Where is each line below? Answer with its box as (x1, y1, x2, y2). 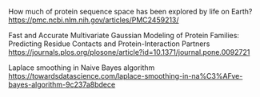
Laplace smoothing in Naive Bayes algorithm (8, 63, 155, 72)
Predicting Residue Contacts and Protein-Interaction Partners (8, 39, 210, 48)
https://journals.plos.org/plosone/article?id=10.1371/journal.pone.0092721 (8, 48, 250, 56)
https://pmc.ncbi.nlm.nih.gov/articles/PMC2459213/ (8, 15, 179, 25)
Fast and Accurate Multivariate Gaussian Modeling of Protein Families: (8, 31, 240, 40)
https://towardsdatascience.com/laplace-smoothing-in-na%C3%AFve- (8, 72, 243, 80)
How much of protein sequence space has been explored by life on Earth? (8, 7, 253, 16)
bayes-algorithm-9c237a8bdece (8, 80, 116, 89)
